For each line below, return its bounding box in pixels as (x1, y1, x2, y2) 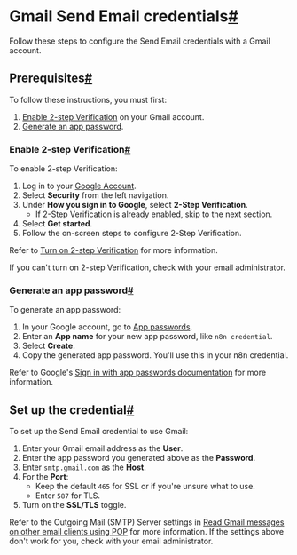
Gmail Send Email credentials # (9, 6, 239, 27)
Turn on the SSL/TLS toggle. (21, 500, 127, 511)
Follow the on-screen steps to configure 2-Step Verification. (21, 228, 242, 239)
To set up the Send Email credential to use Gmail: (9, 426, 189, 437)
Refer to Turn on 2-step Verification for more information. (9, 245, 219, 256)
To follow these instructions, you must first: (9, 94, 167, 105)
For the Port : (21, 472, 69, 482)
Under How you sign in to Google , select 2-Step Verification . (21, 200, 248, 210)
